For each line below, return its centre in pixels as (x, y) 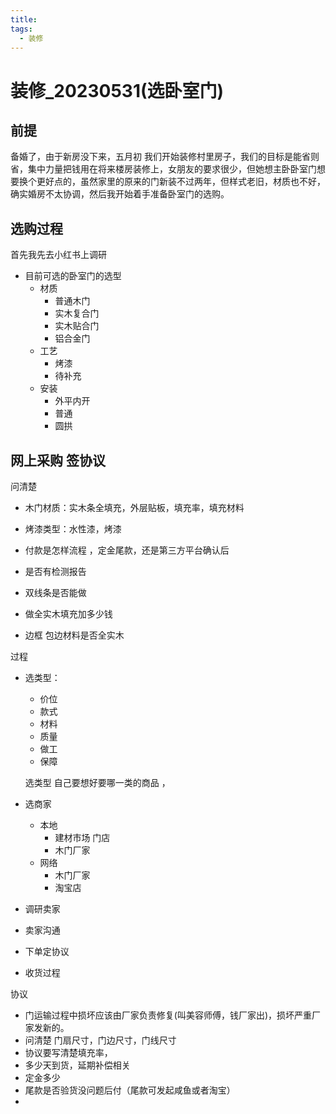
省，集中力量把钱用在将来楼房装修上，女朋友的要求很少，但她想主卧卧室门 (163, 169)
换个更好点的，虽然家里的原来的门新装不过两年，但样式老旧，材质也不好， (172, 182)
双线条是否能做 (55, 592)
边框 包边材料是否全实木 (74, 635)
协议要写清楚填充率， (68, 1052)
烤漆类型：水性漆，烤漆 (73, 529)
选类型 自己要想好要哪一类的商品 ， (97, 782)
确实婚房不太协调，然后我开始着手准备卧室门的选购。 (120, 194)
